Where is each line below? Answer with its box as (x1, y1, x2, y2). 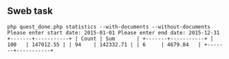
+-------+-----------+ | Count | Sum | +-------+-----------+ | (7, 35, 214, 42)
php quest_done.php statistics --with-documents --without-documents (7, 23, 211, 30)
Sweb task (7, 5, 53, 17)
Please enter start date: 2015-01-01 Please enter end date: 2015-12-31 (7, 29, 220, 36)
